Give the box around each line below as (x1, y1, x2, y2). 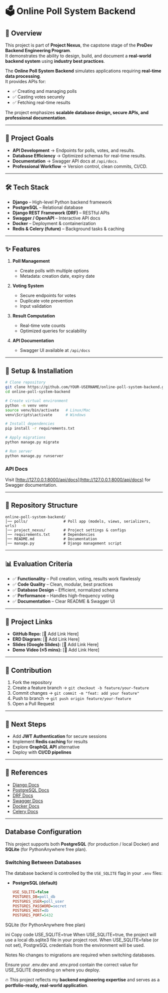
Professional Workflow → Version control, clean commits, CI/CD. (12, 163, 147, 169)
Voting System (12, 283, 44, 289)
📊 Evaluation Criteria (5, 560, 73, 568)
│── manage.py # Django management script (5, 541, 122, 546)
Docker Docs (12, 803, 39, 809)
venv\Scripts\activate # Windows (5, 412, 86, 418)
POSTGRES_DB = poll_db (12, 894, 55, 899)
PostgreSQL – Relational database (12, 204, 83, 210)
